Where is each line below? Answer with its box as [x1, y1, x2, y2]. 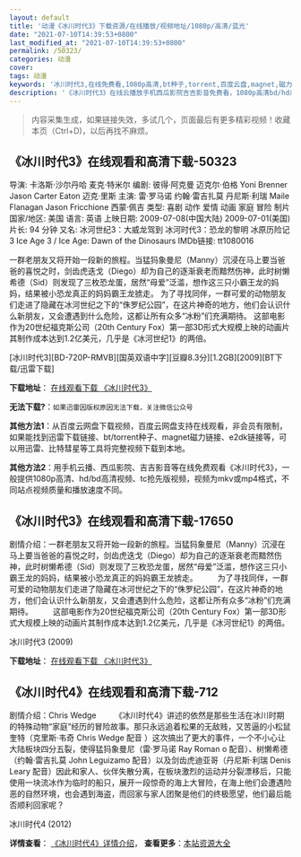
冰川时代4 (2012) [9, 818, 72, 829]
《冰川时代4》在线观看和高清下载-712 [9, 684, 219, 700]
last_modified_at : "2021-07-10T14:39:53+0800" [9, 38, 186, 48]
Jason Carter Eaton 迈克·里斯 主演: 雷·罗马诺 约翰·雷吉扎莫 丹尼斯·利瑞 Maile [9, 190, 289, 202]
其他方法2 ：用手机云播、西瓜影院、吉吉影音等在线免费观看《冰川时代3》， [9, 462, 282, 473]
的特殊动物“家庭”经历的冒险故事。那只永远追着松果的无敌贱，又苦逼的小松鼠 [9, 721, 291, 731]
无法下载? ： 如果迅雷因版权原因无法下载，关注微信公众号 [9, 401, 193, 413]
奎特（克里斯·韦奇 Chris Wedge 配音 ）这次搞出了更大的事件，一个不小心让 [9, 732, 287, 743]
